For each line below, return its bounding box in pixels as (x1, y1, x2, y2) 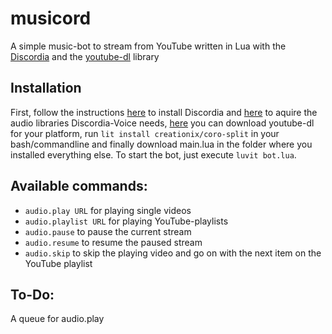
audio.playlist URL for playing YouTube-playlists (24, 215, 229, 227)
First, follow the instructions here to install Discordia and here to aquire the (10, 106, 318, 118)
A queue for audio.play (10, 313, 105, 325)
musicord (10, 7, 92, 30)
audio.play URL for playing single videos (24, 204, 192, 216)
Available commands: (10, 178, 148, 195)
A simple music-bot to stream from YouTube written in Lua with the (10, 40, 287, 52)
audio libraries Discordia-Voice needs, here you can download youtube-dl (10, 117, 315, 129)
